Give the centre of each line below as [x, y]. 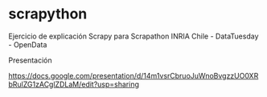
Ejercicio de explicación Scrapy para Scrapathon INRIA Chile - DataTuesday [133, 36]
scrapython [48, 14]
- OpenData [28, 44]
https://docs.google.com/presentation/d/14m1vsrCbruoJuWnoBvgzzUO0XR [133, 75]
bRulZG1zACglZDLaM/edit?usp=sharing [74, 84]
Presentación [30, 60]
